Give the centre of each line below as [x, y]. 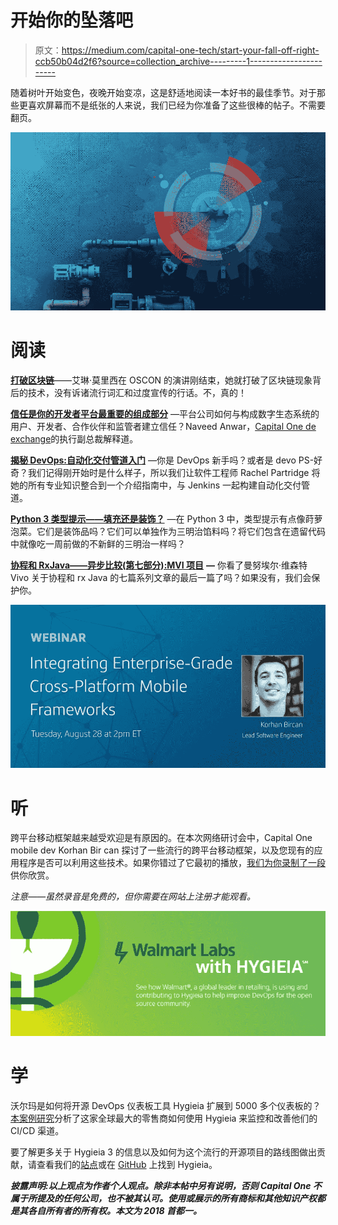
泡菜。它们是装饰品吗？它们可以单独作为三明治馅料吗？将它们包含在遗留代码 [168, 531]
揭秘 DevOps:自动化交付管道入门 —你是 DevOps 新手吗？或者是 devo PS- [162, 460]
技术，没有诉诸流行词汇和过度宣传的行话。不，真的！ [137, 392]
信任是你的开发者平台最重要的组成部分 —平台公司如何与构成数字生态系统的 [165, 413]
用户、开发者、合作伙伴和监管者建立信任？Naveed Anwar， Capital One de [163, 426]
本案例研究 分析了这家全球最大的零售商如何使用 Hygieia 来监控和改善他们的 [164, 1118]
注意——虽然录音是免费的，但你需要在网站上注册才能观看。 [133, 897]
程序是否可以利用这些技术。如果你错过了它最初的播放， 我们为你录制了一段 [172, 863]
